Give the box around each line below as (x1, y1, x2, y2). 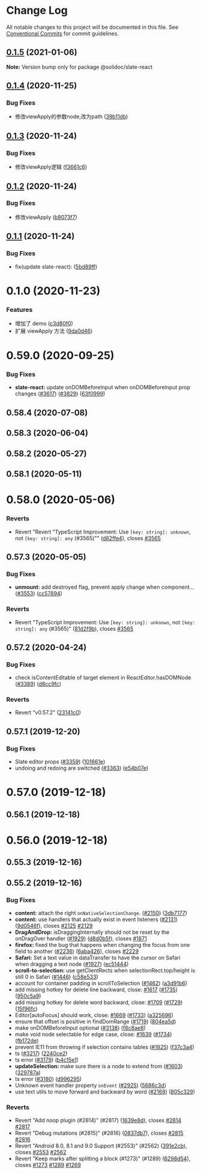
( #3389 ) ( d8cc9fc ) (14, 680, 62, 688)
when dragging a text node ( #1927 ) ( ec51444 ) (14, 961, 129, 968)
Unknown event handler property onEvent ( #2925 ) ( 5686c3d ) (14, 1082, 167, 1089)
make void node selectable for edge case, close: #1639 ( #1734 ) (14, 1031, 172, 1038)
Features (6, 305, 33, 314)
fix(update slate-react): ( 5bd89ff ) (14, 263, 98, 270)
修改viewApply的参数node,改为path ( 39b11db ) (14, 113, 128, 120)
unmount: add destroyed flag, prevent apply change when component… (14, 583, 194, 591)
